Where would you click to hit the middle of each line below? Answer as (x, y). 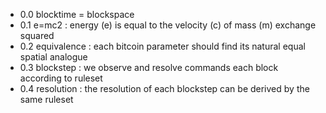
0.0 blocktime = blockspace (77, 14)
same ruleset (46, 99)
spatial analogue (53, 57)
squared (37, 35)
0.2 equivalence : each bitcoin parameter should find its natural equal (162, 46)
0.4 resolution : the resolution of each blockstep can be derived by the (164, 88)
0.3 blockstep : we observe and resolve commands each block (149, 67)
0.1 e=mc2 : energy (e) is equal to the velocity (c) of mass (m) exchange (168, 25)
